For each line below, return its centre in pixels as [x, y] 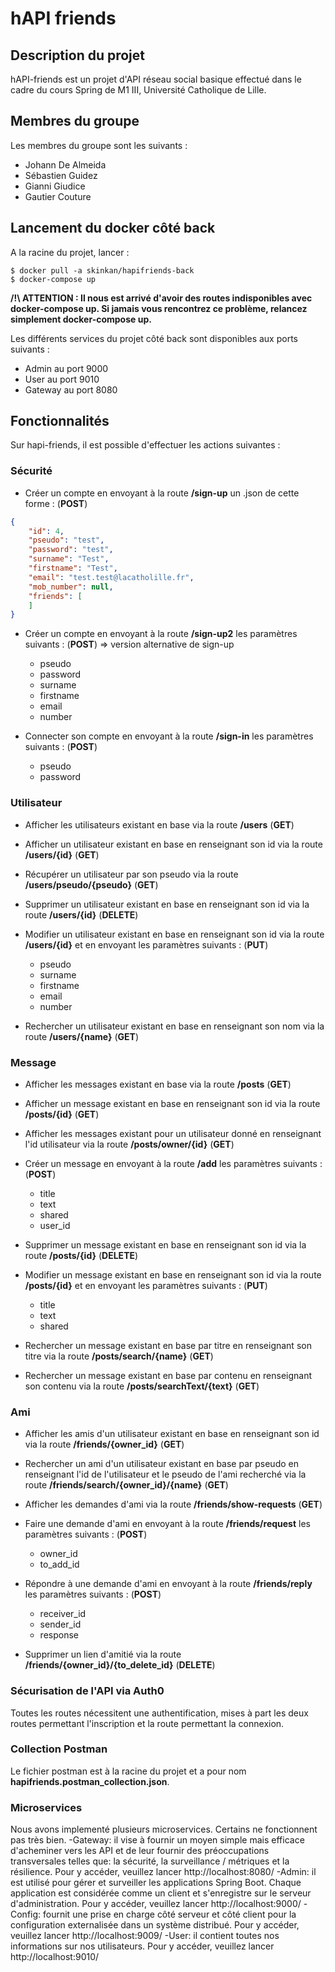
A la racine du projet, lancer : [70, 252]
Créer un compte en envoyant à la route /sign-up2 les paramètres [161, 634]
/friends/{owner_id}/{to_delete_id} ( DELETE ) [120, 1665]
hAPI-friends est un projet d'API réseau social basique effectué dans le [156, 79]
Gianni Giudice [55, 186]
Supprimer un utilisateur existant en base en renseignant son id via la [167, 904]
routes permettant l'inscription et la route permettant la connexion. [147, 1723]
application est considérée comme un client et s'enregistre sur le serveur [161, 1893]
